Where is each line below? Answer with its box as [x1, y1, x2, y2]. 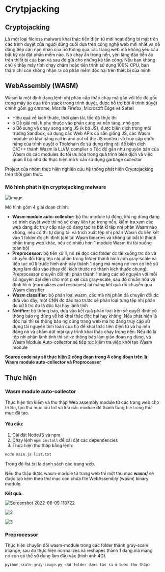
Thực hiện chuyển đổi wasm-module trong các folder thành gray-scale [5, 542, 148, 548]
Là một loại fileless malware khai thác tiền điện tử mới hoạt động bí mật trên [5, 36, 159, 42]
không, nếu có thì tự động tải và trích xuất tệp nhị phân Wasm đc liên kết [12, 230, 159, 236]
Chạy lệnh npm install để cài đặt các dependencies [12, 437, 118, 443]
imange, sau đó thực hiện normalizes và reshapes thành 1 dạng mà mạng [5, 547, 153, 554]
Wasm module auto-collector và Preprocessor [5, 359, 102, 365]
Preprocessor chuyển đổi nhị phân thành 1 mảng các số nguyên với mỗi [12, 271, 157, 277]
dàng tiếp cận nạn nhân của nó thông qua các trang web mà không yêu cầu [5, 47, 159, 52]
